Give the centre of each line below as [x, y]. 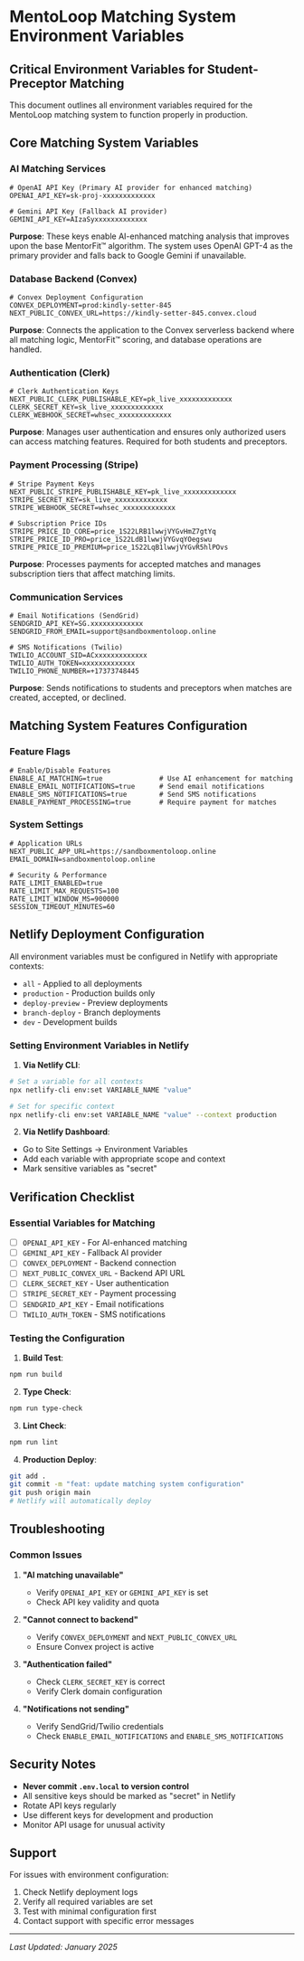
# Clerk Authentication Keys [64, 392]
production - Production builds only [89, 993]
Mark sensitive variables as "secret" [90, 1169]
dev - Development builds [70, 1022]
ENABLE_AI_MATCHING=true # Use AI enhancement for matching [152, 778]
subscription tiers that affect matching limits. [92, 573]
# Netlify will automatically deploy [81, 1502]
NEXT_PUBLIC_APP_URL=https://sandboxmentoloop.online [113, 851]
